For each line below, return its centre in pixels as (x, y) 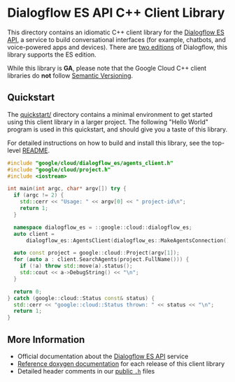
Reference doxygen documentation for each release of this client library (121, 363)
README (35, 150)
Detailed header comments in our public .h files (86, 371)
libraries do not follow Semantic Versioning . (70, 76)
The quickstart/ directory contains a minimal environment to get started (110, 114)
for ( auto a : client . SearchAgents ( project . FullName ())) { (101, 260)
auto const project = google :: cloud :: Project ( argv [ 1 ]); (97, 253)
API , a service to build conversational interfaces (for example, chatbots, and (116, 39)
